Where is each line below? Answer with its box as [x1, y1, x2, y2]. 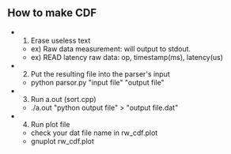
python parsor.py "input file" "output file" [30, 77, 165, 87]
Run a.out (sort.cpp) [30, 94, 97, 103]
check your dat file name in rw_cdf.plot [30, 128, 158, 137]
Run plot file [30, 119, 70, 129]
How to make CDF [7, 6, 97, 20]
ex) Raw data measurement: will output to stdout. [30, 43, 191, 54]
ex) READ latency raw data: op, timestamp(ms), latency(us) [30, 52, 223, 62]
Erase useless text [30, 36, 91, 45]
